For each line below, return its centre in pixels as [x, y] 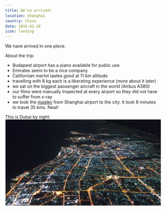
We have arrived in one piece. [35, 46]
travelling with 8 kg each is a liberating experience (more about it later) [84, 81]
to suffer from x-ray [32, 97]
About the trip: [20, 56]
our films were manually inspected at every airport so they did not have [85, 92]
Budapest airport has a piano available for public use [66, 65]
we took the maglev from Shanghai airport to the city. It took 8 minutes [84, 102]
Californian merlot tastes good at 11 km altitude [60, 76]
